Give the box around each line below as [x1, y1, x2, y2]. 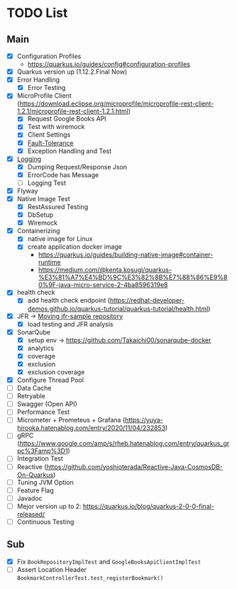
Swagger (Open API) [16, 400, 77, 408]
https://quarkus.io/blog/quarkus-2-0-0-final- [83, 502, 214, 510]
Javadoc [16, 494, 43, 503]
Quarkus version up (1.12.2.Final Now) [16, 67, 128, 76]
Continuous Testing [16, 517, 75, 526]
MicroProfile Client [16, 91, 72, 100]
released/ [16, 510, 45, 518]
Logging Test [27, 179, 67, 187]
